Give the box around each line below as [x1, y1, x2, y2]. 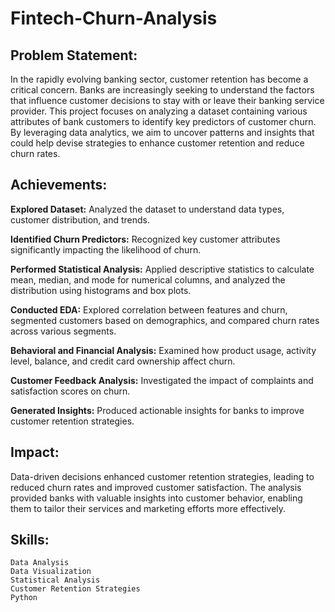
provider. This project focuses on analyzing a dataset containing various [10, 105, 308, 117]
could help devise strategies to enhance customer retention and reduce [10, 137, 305, 149]
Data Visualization [10, 567, 92, 577]
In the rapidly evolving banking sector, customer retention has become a [10, 73, 309, 85]
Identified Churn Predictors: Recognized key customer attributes [10, 233, 281, 245]
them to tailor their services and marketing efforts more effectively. [10, 502, 287, 514]
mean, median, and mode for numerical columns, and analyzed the [10, 273, 286, 286]
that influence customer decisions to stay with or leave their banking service [10, 95, 325, 106]
